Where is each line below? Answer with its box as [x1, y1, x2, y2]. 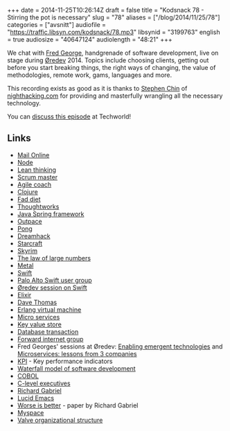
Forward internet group [17, 335, 84, 343]
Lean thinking [17, 166, 57, 174]
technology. [7, 99, 42, 107]
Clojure [17, 187, 38, 196]
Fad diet [17, 195, 41, 203]
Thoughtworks [17, 202, 60, 211]
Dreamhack [17, 231, 51, 240]
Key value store [17, 320, 62, 328]
